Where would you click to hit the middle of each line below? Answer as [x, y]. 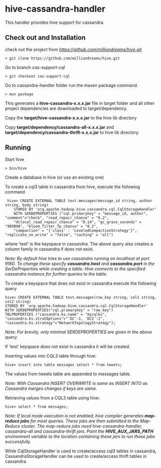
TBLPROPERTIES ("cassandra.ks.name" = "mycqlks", [56, 314]
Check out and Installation [45, 38]
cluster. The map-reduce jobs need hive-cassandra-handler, [82, 426]
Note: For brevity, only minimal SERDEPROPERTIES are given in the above [79, 332]
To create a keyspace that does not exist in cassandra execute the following [80, 283]
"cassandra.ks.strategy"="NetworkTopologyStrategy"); [60, 323]
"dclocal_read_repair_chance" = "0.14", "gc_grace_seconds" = [78, 222]
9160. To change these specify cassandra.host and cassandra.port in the [80, 263]
